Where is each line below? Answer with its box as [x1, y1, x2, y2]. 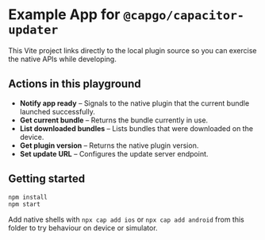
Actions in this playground [8, 77, 141, 91]
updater [8, 22, 59, 37]
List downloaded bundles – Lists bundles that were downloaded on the [19, 123, 254, 133]
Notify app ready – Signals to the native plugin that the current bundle [19, 98, 250, 108]
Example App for [8, 6, 121, 24]
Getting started [8, 172, 86, 186]
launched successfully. [19, 106, 95, 116]
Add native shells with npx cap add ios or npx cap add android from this [8, 215, 244, 224]
